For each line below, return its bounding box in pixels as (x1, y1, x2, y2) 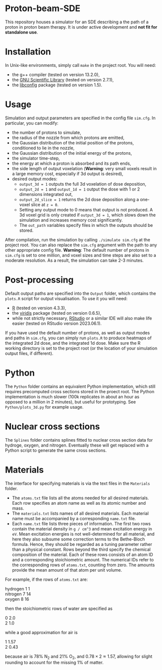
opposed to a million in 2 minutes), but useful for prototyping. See (5, 399, 136, 405)
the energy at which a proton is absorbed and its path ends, (12, 160, 132, 166)
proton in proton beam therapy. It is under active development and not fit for (5, 24, 158, 30)
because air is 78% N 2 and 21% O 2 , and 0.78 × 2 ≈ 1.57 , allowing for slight (5, 653, 152, 660)
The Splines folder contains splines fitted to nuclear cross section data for (5, 437, 153, 443)
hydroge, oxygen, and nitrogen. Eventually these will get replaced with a (5, 442, 149, 448)
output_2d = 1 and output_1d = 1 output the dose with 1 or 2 (19, 186, 140, 192)
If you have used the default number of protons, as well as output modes (5, 330, 150, 335)
